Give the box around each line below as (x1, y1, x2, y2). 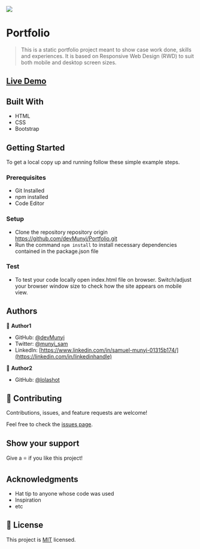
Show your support (6, 438, 80, 448)
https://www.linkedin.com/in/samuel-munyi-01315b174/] (41, 346, 179, 354)
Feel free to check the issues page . (6, 421, 93, 428)
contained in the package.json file (14, 248, 99, 255)
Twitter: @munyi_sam (14, 340, 68, 347)
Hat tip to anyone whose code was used (14, 490, 114, 497)
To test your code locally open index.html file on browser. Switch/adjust (14, 276, 192, 283)
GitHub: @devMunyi (14, 333, 65, 341)
